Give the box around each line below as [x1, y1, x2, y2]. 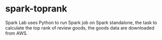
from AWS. [5, 30, 28, 36]
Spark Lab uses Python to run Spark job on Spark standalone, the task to [5, 19, 157, 25]
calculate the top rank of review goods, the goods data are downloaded [5, 24, 154, 30]
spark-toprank [5, 3, 67, 14]
